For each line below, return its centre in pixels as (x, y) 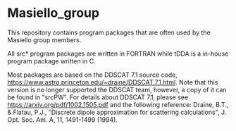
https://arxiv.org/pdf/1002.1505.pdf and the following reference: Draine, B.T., (118, 104)
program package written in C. (52, 61)
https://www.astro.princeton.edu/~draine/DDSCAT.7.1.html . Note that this (113, 82)
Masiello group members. (44, 39)
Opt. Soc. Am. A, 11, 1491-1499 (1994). (62, 119)
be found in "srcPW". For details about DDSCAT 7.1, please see (98, 97)
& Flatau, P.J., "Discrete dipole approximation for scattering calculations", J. (117, 112)
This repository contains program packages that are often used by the (109, 32)
